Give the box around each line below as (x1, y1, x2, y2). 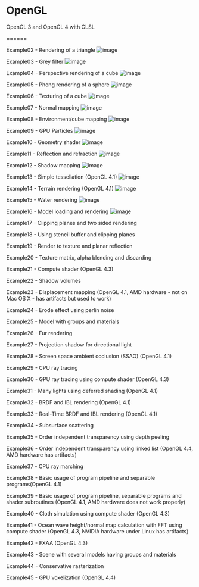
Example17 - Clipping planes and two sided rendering (6, 219, 137, 226)
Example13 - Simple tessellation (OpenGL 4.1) (6, 173, 117, 180)
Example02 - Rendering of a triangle (6, 46, 95, 54)
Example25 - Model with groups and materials (6, 318, 120, 325)
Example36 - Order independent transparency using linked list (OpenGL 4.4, (6, 445, 194, 452)
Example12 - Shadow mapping (6, 161, 81, 168)
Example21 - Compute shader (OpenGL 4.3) (6, 266, 114, 273)
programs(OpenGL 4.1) (6, 480, 62, 488)
